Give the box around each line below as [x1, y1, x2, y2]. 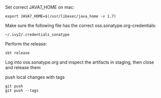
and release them [5, 65, 41, 70]
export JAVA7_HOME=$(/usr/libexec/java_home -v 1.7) [5, 14, 116, 19]
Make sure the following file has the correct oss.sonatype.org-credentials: [5, 22, 157, 28]
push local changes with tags [5, 74, 65, 80]
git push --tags [5, 88, 39, 93]
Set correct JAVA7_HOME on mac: [5, 4, 75, 10]
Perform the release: [5, 41, 47, 47]
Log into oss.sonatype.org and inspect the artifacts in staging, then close [5, 59, 155, 65]
